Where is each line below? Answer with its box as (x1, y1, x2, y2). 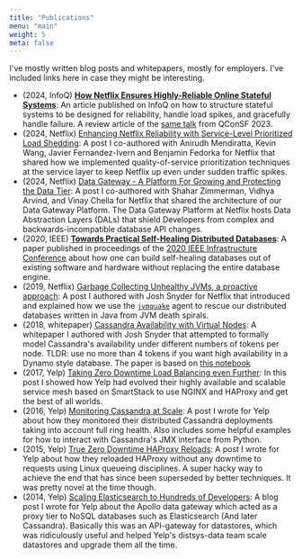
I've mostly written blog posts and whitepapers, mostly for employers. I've (9, 63, 284, 74)
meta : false (9, 38, 54, 48)
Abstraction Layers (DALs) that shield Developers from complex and (22, 214, 275, 225)
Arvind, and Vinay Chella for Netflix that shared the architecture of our (22, 195, 282, 206)
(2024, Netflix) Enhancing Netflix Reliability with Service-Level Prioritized (22, 128, 293, 140)
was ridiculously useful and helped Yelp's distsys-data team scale (22, 530, 267, 541)
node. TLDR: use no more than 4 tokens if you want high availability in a (22, 348, 289, 359)
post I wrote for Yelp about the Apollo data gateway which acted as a (22, 501, 278, 512)
